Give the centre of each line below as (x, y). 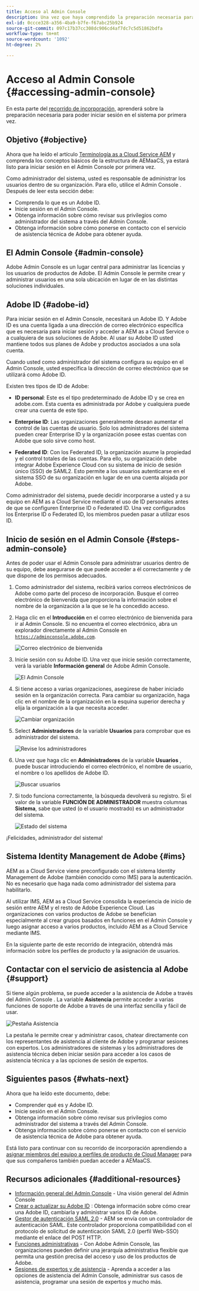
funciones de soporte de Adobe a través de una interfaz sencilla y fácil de (96, 1006)
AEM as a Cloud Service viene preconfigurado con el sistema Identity (91, 871)
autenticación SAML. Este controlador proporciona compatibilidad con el (103, 1225)
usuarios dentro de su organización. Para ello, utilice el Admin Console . (94, 184)
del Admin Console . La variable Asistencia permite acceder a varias (90, 999)
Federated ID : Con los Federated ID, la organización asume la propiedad (103, 452)
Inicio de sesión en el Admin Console (76, 539)
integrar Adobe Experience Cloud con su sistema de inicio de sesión (98, 465)
